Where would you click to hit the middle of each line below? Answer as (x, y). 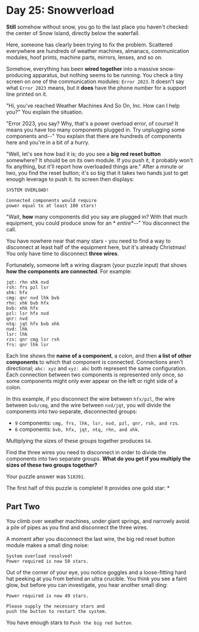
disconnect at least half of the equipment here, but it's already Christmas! (96, 247)
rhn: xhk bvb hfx (28, 303)
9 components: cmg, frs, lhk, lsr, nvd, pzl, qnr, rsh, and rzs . (97, 423)
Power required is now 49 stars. (48, 596)
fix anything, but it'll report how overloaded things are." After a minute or (95, 166)
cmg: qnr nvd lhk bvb (33, 298)
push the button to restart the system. (57, 611)
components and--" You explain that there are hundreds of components (94, 136)
